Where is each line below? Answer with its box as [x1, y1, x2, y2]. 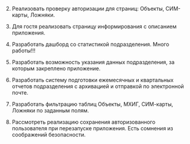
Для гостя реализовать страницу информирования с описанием [11, 23, 177, 30]
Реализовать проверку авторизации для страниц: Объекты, [11, 5, 165, 12]
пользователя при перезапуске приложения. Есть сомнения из [11, 125, 174, 132]
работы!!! [11, 47, 36, 54]
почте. [11, 89, 29, 96]
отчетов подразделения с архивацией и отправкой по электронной [11, 83, 185, 90]
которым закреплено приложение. [11, 65, 101, 72]
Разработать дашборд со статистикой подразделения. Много [11, 41, 170, 48]
